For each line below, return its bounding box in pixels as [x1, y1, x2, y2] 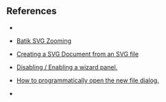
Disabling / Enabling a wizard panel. [16, 63, 118, 71]
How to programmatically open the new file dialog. [16, 76, 159, 84]
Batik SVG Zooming [16, 37, 72, 45]
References [6, 5, 57, 17]
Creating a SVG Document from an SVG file [16, 50, 139, 58]
